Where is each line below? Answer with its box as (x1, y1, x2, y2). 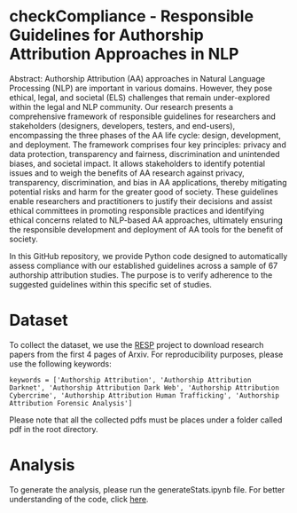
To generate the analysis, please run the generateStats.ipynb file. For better (9, 484, 285, 494)
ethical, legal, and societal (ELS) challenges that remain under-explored (9, 91, 270, 103)
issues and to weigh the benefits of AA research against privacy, (9, 167, 246, 178)
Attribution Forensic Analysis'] (9, 399, 133, 407)
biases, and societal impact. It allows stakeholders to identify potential (9, 158, 266, 169)
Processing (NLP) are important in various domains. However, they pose (9, 83, 273, 93)
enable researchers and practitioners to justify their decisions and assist (9, 195, 273, 206)
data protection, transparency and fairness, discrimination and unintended (9, 148, 281, 159)
